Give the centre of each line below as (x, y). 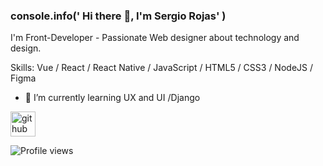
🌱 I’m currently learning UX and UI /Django (112, 98)
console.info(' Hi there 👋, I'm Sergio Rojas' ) (118, 16)
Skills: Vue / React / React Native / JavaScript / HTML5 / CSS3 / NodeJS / (161, 68)
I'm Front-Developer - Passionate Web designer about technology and (155, 38)
